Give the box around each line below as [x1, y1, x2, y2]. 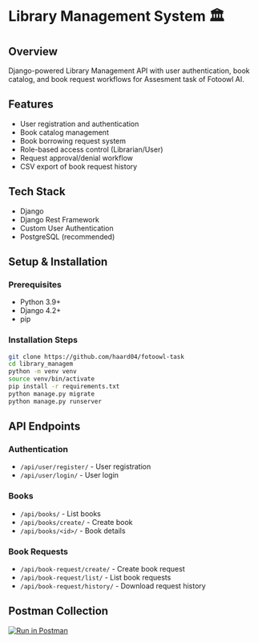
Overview [8, 44, 58, 58]
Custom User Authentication [19, 223, 114, 233]
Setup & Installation [8, 255, 108, 269]
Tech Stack [8, 185, 66, 198]
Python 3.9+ [19, 297, 62, 307]
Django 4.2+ [19, 306, 62, 315]
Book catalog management [19, 127, 110, 137]
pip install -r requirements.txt [8, 383, 120, 391]
